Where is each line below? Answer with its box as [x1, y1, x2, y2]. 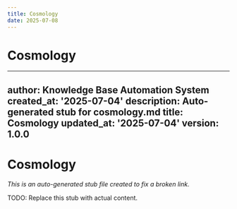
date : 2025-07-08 [7, 17, 59, 24]
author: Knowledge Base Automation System [7, 84, 209, 96]
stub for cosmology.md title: [56, 106, 183, 118]
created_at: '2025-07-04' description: [7, 95, 181, 107]
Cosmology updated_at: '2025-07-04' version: [7, 117, 219, 129]
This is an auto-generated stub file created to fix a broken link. [7, 179, 190, 188]
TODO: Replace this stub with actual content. [7, 193, 138, 202]
